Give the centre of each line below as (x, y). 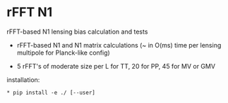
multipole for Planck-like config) (63, 53)
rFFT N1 (30, 12)
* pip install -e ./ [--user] (51, 92)
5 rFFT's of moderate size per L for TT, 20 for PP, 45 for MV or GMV (116, 66)
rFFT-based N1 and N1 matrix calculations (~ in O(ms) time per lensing (119, 45)
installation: (23, 80)
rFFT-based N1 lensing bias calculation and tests (77, 32)
